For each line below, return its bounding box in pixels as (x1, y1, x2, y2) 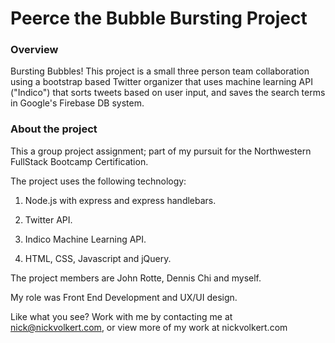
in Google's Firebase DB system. (10, 97, 145, 109)
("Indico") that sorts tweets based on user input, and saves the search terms (10, 87, 326, 99)
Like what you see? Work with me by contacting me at (10, 310, 233, 322)
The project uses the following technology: (10, 175, 187, 187)
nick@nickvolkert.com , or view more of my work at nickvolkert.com (10, 321, 288, 333)
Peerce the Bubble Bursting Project (10, 7, 308, 30)
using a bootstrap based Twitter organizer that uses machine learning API (10, 76, 313, 88)
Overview (10, 43, 59, 57)
